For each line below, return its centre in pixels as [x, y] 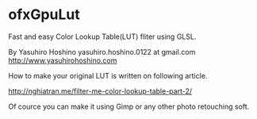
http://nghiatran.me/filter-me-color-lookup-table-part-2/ [100, 91]
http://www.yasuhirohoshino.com [63, 60]
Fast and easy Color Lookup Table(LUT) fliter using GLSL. [102, 36]
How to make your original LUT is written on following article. [108, 75]
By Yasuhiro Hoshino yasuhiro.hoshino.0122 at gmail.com [102, 52]
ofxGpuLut [44, 15]
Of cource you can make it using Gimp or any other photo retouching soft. [129, 106]
